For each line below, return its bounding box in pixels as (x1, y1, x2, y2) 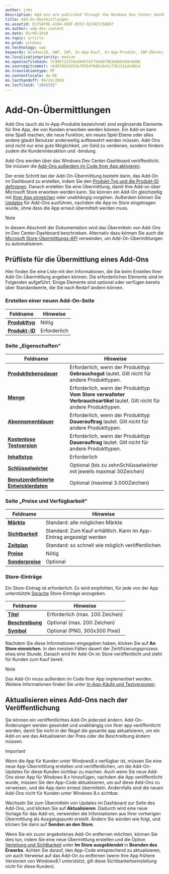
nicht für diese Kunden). (5, 863, 55, 869)
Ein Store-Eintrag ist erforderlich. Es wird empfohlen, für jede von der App (5, 585, 158, 591)
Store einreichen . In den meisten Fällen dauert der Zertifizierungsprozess (5, 645, 158, 651)
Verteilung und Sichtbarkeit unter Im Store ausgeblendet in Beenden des (5, 842, 157, 848)
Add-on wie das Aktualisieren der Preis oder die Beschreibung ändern (5, 733, 150, 739)
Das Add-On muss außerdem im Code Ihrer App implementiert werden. (5, 676, 152, 682)
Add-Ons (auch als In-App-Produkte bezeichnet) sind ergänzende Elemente (5, 121, 162, 127)
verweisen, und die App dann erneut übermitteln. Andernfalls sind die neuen (5, 785, 163, 791)
